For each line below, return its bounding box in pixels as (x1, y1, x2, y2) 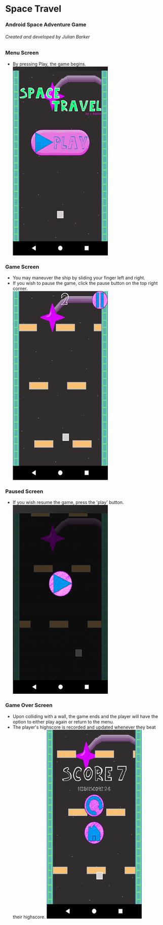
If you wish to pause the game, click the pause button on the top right (12, 280, 158, 286)
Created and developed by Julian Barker (5, 33, 90, 39)
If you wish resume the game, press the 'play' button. (12, 499, 124, 506)
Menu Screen (5, 49, 39, 56)
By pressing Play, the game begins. (12, 61, 86, 67)
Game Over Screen (5, 702, 53, 709)
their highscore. (12, 914, 46, 920)
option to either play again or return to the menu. (12, 719, 114, 725)
